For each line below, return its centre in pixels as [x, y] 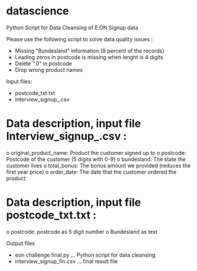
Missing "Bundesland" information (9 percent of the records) [90, 51]
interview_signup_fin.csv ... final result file [66, 261]
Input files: [19, 81]
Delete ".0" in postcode [44, 63]
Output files [21, 243]
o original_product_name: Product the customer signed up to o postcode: [96, 153]
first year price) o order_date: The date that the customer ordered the [91, 172]
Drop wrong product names [49, 69]
